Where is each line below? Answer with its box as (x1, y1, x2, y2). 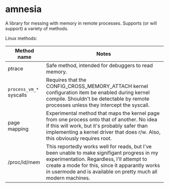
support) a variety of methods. (5, 25, 69, 31)
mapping (8, 125, 29, 132)
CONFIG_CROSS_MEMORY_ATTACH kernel (46, 82, 148, 89)
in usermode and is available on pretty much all (46, 168, 157, 175)
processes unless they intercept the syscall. (46, 102, 150, 109)
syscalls (8, 91, 27, 99)
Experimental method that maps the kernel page (46, 110, 160, 117)
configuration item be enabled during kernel (46, 89, 150, 96)
